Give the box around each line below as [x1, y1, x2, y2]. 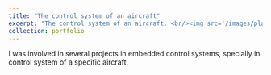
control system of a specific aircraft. [8, 57, 129, 67]
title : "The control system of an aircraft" [8, 11, 161, 20]
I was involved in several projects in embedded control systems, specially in [8, 49, 261, 59]
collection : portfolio [8, 27, 85, 35]
